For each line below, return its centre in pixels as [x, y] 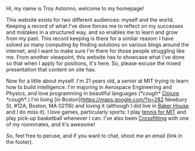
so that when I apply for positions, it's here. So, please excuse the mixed [93, 63]
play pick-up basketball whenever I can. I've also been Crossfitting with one [97, 118]
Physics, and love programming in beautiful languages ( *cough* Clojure [93, 93]
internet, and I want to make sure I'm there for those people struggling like [95, 51]
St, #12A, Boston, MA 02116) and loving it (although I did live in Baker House [97, 106]
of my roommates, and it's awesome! [51, 124]
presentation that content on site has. [51, 69]
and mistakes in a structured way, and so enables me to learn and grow [92, 32]
